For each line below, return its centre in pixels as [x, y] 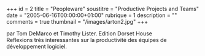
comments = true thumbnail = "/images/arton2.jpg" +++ [77, 22]
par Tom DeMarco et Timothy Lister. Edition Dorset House [79, 33]
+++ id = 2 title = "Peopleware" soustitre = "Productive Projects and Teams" [103, 9]
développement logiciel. [37, 46]
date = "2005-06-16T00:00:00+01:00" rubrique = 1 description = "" [92, 15]
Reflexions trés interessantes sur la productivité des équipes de [87, 40]
